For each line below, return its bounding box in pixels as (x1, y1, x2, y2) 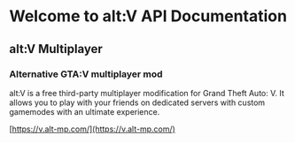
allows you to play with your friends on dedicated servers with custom (9, 97, 266, 108)
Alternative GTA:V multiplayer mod (9, 68, 163, 80)
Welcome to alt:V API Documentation (9, 6, 288, 26)
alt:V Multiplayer (9, 41, 104, 56)
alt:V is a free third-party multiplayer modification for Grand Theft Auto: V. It (9, 87, 285, 98)
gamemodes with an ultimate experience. (9, 106, 160, 117)
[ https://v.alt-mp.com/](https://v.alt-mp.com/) (9, 124, 175, 134)
